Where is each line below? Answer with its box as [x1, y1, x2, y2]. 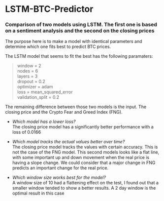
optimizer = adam [17, 84, 53, 90]
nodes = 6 [17, 68, 38, 74]
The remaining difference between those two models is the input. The [5, 104, 147, 110]
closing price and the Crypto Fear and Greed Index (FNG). [5, 109, 123, 115]
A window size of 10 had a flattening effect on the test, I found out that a [12, 180, 159, 186]
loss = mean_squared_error [17, 89, 73, 95]
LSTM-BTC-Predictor [5, 3, 94, 15]
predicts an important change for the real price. [12, 165, 109, 171]
